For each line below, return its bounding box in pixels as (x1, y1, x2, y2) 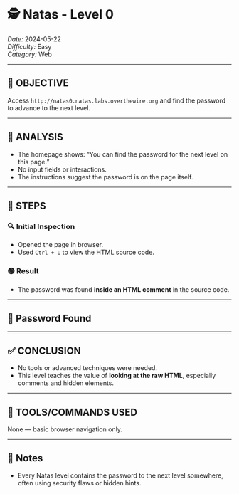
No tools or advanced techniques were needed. (17, 364, 158, 372)
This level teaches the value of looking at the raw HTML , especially (17, 372, 216, 380)
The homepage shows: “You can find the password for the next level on (17, 149, 228, 158)
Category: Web (7, 50, 52, 58)
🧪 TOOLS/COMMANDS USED (7, 406, 137, 418)
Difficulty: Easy (7, 42, 52, 51)
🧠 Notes (7, 452, 43, 464)
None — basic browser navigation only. (7, 425, 123, 433)
